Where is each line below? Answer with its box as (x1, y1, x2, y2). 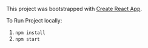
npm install (15, 30, 45, 36)
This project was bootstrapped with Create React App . (6, 5, 143, 12)
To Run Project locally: (6, 17, 62, 24)
